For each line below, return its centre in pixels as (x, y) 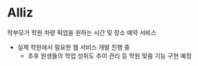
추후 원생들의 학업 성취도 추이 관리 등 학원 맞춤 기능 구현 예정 (109, 56)
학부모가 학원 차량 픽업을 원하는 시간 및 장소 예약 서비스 (82, 32)
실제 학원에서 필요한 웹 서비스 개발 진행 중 (73, 47)
